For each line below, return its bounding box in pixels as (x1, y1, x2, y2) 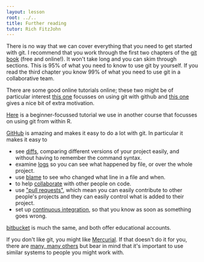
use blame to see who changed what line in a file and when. (15, 174, 166, 181)
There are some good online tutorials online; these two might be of (6, 86, 174, 94)
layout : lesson (6, 9, 45, 15)
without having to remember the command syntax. (15, 154, 142, 162)
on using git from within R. (6, 118, 72, 125)
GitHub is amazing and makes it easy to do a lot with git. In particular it (6, 129, 183, 137)
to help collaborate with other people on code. (15, 180, 132, 187)
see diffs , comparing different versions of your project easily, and (15, 148, 180, 155)
